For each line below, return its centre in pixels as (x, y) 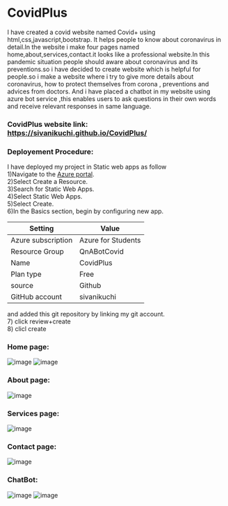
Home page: (28, 347)
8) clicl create (27, 329)
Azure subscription (42, 240)
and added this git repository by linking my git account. (86, 314)
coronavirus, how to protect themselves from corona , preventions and (108, 84)
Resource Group (37, 252)
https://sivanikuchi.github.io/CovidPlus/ (77, 132)
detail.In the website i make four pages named (73, 47)
